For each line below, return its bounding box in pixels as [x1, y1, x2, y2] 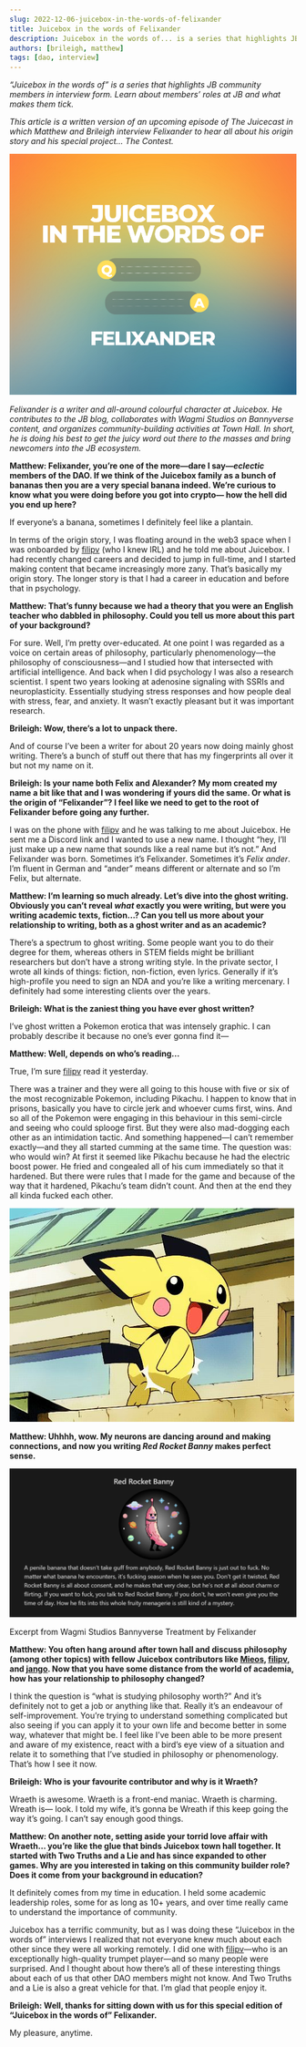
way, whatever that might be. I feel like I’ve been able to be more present [9, 1729, 282, 1740]
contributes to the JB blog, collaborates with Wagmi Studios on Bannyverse [9, 413, 294, 424]
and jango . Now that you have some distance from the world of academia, [9, 1663, 294, 1674]
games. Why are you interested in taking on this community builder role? [9, 1859, 291, 1870]
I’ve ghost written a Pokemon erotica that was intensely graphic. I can [9, 1021, 271, 1032]
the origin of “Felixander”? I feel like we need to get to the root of [9, 797, 260, 807]
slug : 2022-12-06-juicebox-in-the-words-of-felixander [9, 15, 222, 24]
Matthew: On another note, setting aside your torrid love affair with [9, 1830, 269, 1841]
